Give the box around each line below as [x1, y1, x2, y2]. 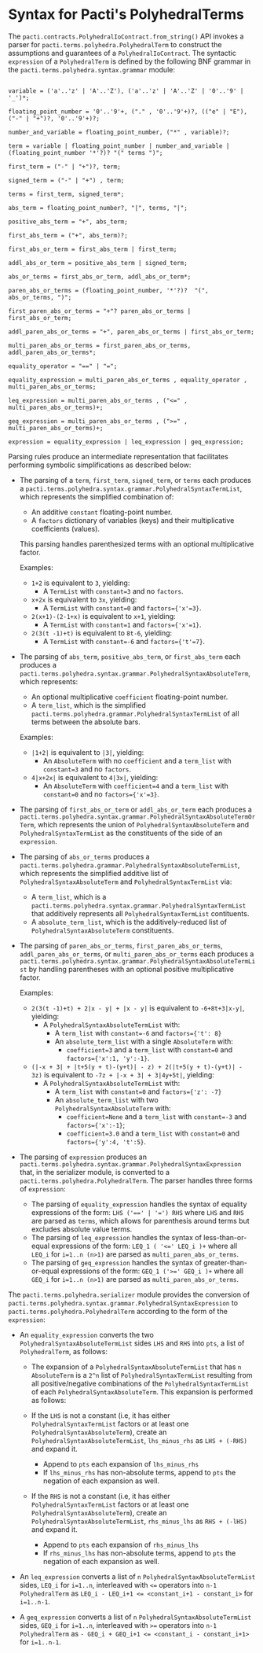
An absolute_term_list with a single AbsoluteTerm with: [54, 1036, 234, 1046]
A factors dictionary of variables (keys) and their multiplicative [31, 515, 235, 525]
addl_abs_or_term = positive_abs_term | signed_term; [8, 259, 188, 267]
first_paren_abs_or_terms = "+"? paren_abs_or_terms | [8, 307, 192, 315]
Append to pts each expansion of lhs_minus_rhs [42, 1459, 199, 1468]
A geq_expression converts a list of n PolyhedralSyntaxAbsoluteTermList [19, 1612, 252, 1622]
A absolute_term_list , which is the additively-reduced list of [31, 917, 228, 926]
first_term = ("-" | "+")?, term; [8, 163, 122, 171]
